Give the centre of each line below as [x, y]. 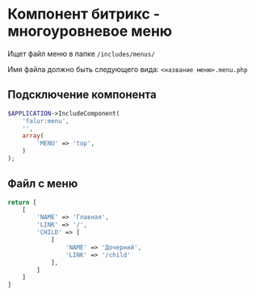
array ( [33, 136]
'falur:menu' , [46, 121]
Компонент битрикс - [84, 14]
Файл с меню [43, 184]
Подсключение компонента [82, 95]
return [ [22, 202]
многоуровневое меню [90, 31]
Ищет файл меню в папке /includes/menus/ [81, 53]
